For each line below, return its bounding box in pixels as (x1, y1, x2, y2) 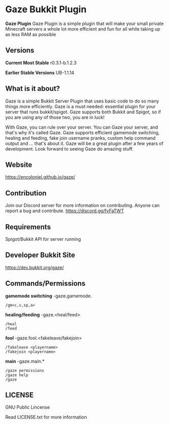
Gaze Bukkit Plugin (5, 4, 87, 15)
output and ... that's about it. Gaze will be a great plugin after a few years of (5, 140, 164, 146)
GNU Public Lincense (5, 404, 50, 410)
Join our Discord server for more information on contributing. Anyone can (5, 203, 160, 209)
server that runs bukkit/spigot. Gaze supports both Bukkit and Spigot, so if (5, 109, 161, 115)
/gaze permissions (5, 368, 44, 373)
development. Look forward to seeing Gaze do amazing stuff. (5, 145, 134, 152)
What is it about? (5, 84, 60, 93)
